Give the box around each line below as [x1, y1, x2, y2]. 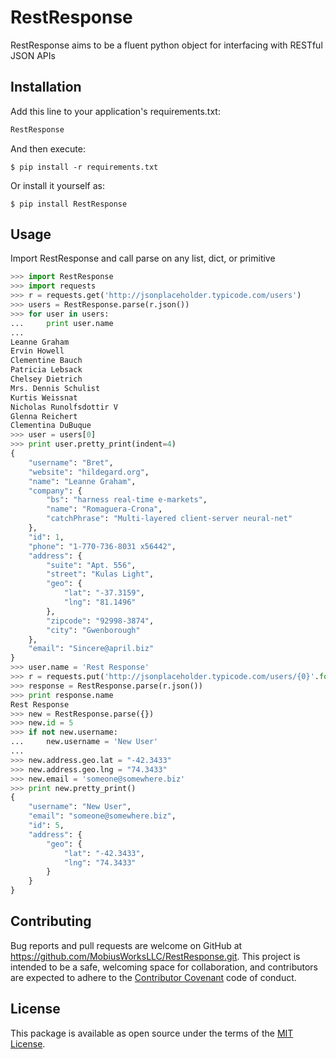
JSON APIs [10, 49, 56, 61]
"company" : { [28, 486, 83, 496]
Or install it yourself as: [10, 179, 105, 191]
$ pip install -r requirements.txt [10, 162, 159, 172]
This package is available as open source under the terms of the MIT [10, 1027, 294, 1039]
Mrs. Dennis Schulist [10, 383, 101, 393]
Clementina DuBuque [10, 421, 92, 431]
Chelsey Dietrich [10, 374, 83, 385]
